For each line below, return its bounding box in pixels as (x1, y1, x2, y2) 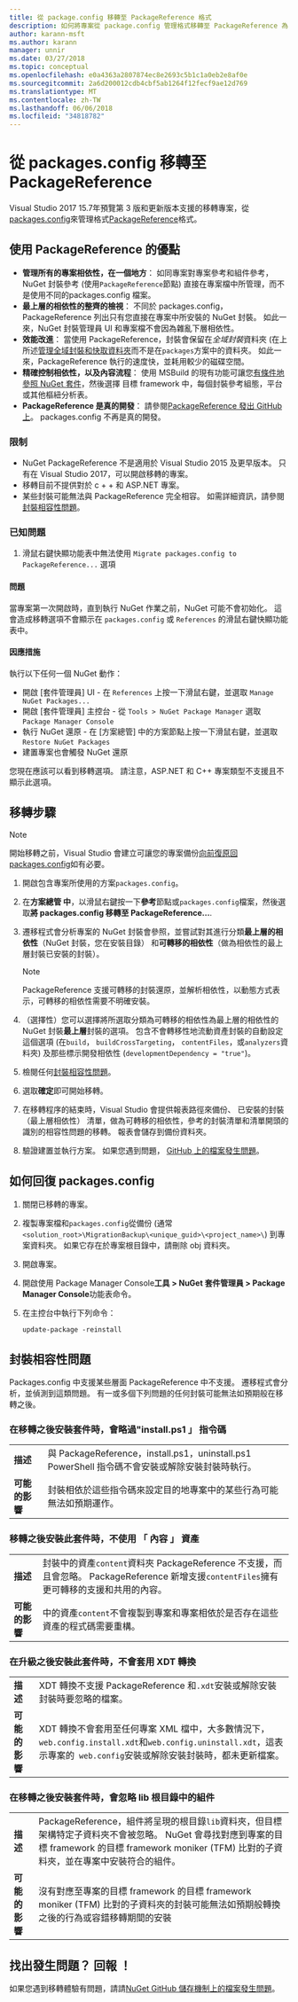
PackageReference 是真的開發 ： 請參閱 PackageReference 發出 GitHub (21, 400, 282, 411)
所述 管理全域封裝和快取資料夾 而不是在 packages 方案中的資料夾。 (21, 345, 257, 356)
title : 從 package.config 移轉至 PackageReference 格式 (9, 12, 212, 22)
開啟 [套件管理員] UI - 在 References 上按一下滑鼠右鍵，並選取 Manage (21, 686, 274, 697)
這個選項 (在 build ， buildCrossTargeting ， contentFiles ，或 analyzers (21, 1036, 281, 1047)
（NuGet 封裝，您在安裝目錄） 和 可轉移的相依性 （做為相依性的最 (37, 937, 276, 948)
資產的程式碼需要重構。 (43, 1620, 141, 1632)
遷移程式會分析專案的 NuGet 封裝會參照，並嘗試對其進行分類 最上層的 (21, 926, 276, 936)
